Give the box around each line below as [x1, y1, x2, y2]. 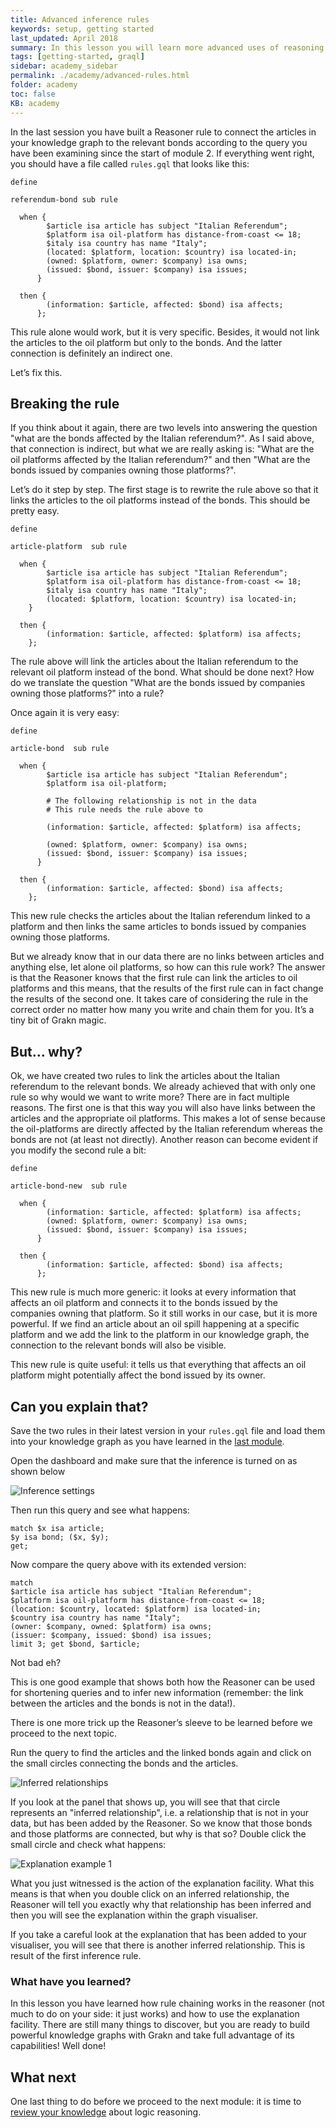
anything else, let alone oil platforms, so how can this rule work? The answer [10, 961, 326, 973]
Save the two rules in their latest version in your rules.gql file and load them [10, 1424, 326, 1436]
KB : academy [10, 98, 60, 108]
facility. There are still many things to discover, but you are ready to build [10, 2019, 310, 2031]
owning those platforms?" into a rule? [10, 687, 165, 700]
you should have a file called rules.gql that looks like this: [10, 157, 250, 170]
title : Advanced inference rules [10, 14, 150, 25]
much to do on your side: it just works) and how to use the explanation [10, 2008, 300, 2020]
